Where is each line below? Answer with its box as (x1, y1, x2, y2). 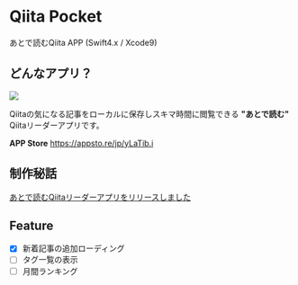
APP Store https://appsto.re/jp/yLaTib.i (9, 138, 154, 148)
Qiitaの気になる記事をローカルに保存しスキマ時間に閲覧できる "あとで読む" (9, 108, 290, 119)
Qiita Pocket (9, 6, 103, 27)
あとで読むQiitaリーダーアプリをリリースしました (9, 191, 192, 202)
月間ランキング (22, 265, 78, 276)
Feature (9, 218, 54, 233)
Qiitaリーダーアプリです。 (9, 120, 105, 130)
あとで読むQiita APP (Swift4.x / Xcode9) (9, 37, 158, 48)
